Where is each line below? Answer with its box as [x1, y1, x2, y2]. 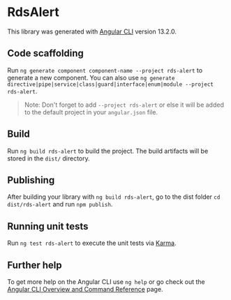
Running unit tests [7, 220, 89, 232]
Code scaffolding [7, 47, 84, 59]
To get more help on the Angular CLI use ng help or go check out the [7, 278, 205, 286]
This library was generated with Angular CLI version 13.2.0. [7, 27, 177, 36]
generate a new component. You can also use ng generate [7, 73, 175, 82]
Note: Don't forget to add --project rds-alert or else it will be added [24, 100, 225, 109]
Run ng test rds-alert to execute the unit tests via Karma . [7, 239, 177, 248]
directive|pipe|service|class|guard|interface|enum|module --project [7, 81, 214, 88]
